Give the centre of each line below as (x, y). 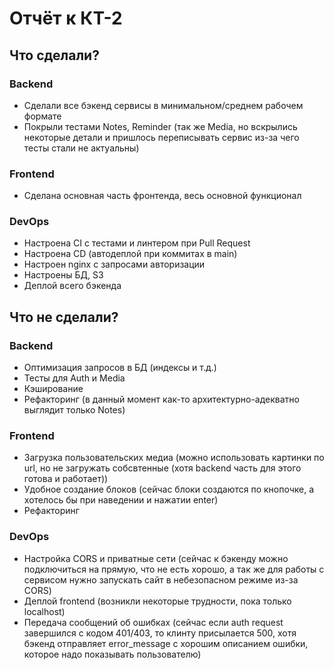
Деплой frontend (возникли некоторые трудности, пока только (157, 601)
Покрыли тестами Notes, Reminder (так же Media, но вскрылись (160, 126)
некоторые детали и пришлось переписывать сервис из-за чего (161, 137)
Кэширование (53, 389)
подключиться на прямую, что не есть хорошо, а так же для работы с (174, 569)
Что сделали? (54, 55)
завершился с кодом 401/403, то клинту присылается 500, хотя (160, 633)
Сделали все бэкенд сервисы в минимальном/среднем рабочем (163, 105)
